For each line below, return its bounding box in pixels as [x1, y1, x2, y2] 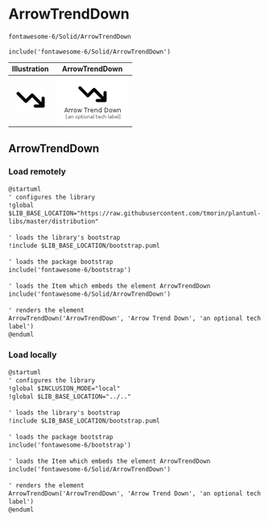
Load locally [8, 349, 57, 360]
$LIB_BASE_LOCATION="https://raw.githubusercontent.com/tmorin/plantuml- [8, 209, 262, 217]
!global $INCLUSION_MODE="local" [8, 384, 121, 393]
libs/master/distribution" [8, 217, 99, 225]
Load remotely [8, 166, 67, 177]
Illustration [11, 64, 50, 74]
